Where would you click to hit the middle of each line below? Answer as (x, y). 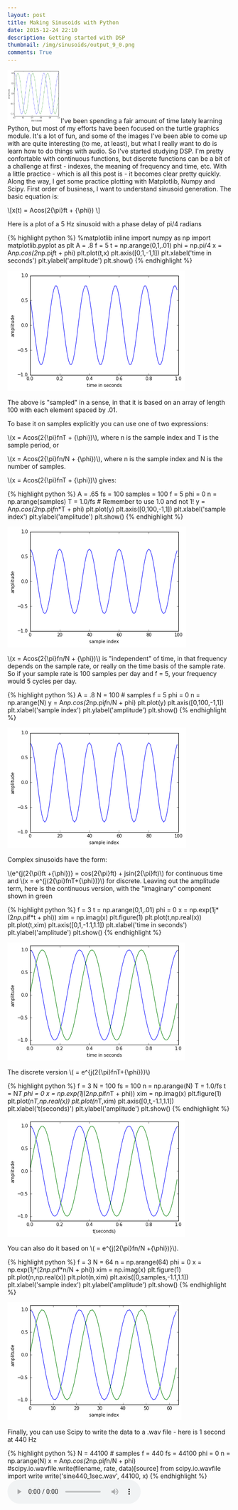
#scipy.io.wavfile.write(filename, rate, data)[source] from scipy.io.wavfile (114, 1468)
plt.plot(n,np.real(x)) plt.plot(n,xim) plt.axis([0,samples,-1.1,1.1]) (98, 1277)
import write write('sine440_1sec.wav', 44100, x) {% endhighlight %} (107, 1476)
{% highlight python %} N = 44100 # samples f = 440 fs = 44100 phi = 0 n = (119, 1453)
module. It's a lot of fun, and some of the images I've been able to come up (117, 136)
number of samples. (37, 466)
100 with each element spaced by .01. (63, 410)
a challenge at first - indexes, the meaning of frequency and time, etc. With (117, 166)
